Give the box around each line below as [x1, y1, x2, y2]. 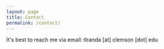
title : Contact [6, 14, 45, 20]
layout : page [6, 8, 39, 15]
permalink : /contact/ [6, 20, 61, 26]
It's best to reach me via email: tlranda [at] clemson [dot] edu [6, 36, 159, 44]
